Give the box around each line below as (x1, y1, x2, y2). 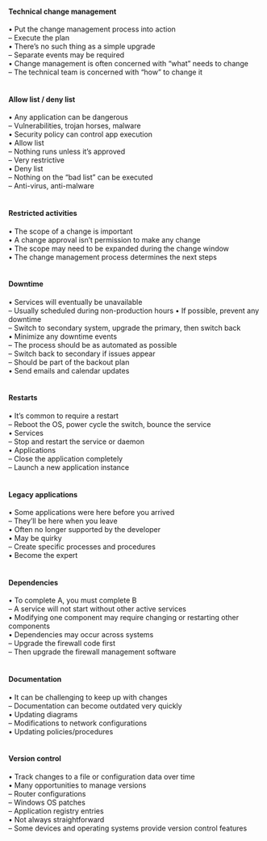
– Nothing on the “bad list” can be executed (8, 172, 153, 182)
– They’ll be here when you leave (8, 516, 119, 526)
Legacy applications (8, 489, 78, 499)
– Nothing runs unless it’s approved (8, 146, 126, 157)
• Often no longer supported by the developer (8, 525, 161, 535)
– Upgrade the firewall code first (8, 639, 115, 649)
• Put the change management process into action (8, 24, 176, 34)
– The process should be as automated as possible (8, 340, 177, 349)
